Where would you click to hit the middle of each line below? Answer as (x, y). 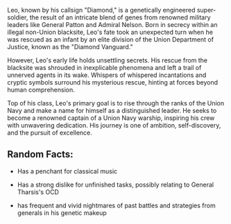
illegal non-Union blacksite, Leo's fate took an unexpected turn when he (110, 32)
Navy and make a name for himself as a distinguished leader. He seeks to (112, 111)
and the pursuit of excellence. (50, 132)
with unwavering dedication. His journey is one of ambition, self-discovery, (114, 125)
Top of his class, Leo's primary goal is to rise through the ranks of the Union (115, 103)
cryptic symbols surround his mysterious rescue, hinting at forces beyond (113, 82)
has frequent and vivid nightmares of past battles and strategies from (117, 205)
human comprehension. (41, 90)
